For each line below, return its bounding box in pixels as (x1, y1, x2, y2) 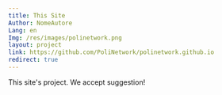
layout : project (8, 41, 62, 49)
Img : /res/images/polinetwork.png (8, 33, 123, 42)
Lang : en (8, 26, 37, 34)
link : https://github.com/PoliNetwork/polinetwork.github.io (8, 48, 215, 56)
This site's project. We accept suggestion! (8, 77, 146, 87)
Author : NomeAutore (8, 19, 73, 27)
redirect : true (8, 56, 59, 64)
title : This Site (8, 11, 66, 20)
